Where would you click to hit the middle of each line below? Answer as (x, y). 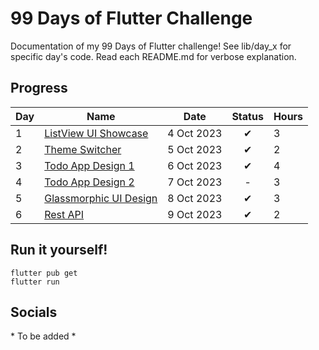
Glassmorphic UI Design (101, 198)
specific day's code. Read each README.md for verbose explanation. (153, 56)
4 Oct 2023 (195, 133)
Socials (34, 312)
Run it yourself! (59, 250)
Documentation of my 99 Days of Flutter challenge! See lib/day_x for (151, 46)
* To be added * (43, 336)
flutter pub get (44, 273)
